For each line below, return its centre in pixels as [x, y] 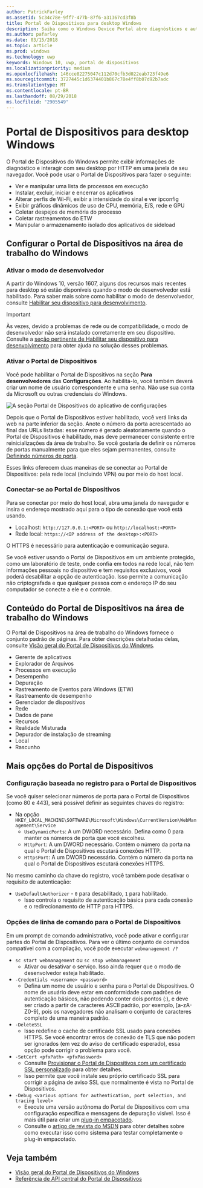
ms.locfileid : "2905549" [37, 102]
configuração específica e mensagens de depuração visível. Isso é [107, 1113]
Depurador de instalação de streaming [63, 734]
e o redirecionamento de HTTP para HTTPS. [79, 907]
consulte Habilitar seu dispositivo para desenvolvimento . [77, 303]
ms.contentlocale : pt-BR [37, 91]
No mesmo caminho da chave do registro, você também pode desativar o [98, 876]
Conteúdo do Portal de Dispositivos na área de [95, 609]
